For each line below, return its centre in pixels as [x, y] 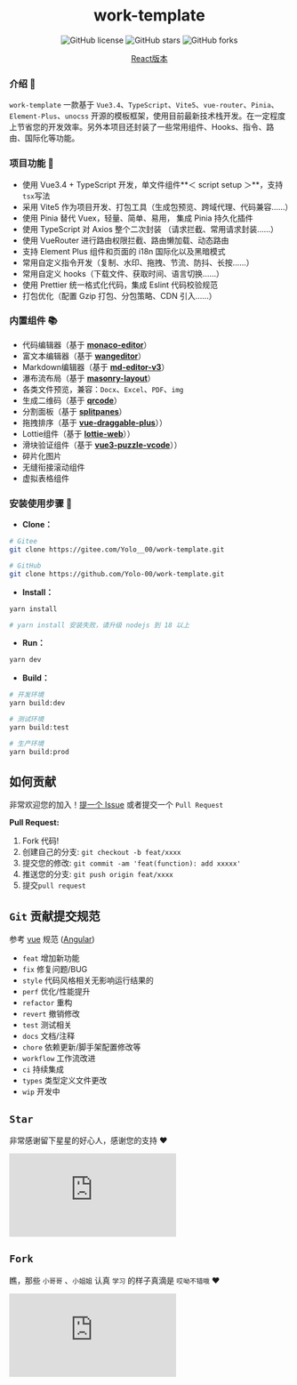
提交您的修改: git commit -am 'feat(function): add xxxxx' [132, 863]
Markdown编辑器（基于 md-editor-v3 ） [96, 366]
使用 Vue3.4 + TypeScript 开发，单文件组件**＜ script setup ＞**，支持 [153, 184]
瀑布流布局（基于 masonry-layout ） [88, 378]
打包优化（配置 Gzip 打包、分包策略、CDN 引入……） [119, 295]
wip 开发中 [41, 1091]
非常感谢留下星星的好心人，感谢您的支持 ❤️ [88, 1140]
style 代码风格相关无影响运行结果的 [88, 980]
